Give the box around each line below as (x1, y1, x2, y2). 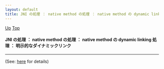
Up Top (5, 25, 20, 31)
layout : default (5, 7, 38, 12)
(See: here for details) (5, 58, 49, 64)
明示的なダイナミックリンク (15, 43, 72, 49)
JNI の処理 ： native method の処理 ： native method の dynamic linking (5, 37, 152, 43)
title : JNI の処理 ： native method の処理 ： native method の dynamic (5, 12, 150, 17)
